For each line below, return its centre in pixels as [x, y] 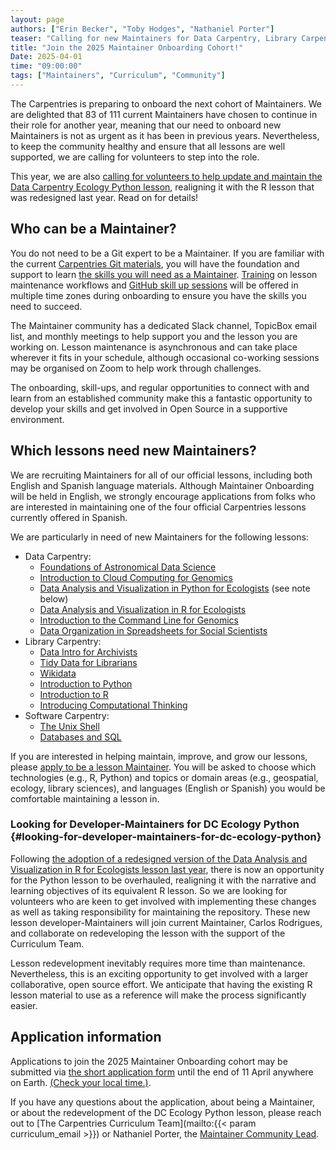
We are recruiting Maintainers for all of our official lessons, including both [161, 475]
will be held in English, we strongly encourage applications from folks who [163, 496]
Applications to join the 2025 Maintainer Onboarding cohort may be [149, 1061]
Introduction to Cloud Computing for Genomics [136, 577]
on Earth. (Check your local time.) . [81, 1082]
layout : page [37, 19]
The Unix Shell [69, 726]
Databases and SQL [80, 737]
